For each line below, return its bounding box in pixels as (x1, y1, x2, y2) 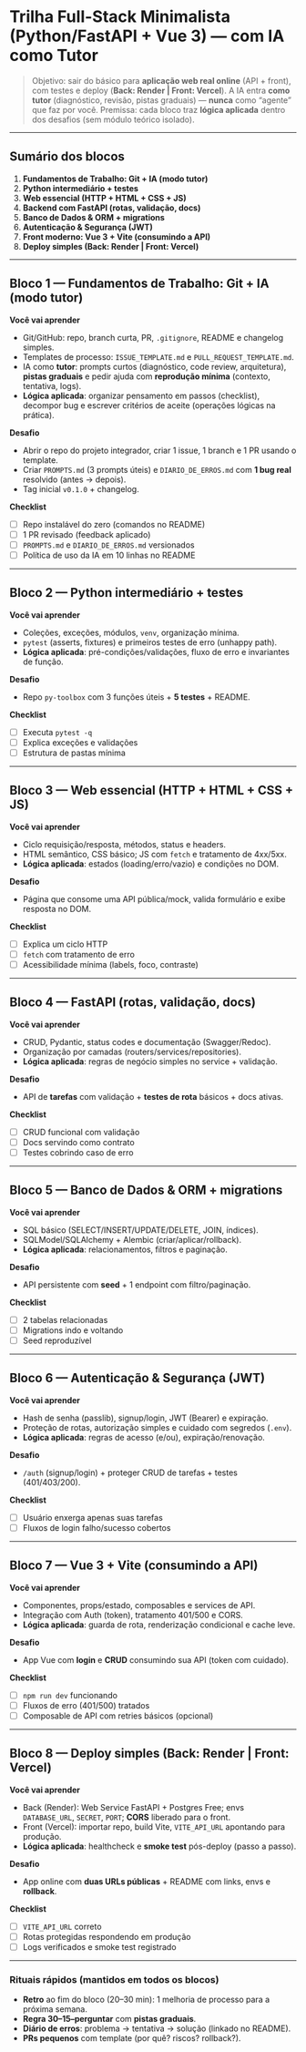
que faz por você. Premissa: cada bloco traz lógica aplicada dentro (31, 104, 286, 115)
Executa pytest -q (22, 726, 93, 737)
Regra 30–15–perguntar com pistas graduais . (22, 2014, 197, 2025)
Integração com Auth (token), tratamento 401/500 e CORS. (22, 1609, 243, 1620)
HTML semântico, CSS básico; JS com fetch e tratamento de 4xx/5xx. (22, 848, 287, 859)
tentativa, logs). (22, 380, 82, 391)
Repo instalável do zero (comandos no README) (22, 518, 206, 529)
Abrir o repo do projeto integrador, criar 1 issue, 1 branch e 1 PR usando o (22, 445, 297, 456)
